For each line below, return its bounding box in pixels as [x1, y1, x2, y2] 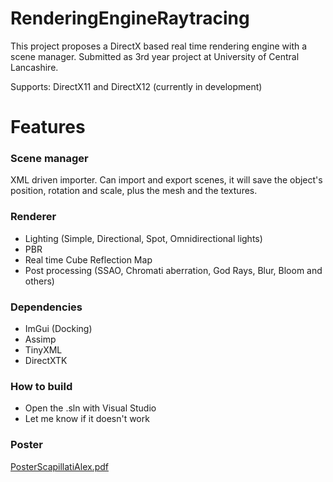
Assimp [24, 333, 57, 346]
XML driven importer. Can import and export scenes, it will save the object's [10, 174, 323, 186]
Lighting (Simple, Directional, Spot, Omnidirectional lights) [24, 232, 263, 244]
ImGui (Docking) [24, 323, 93, 335]
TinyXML [24, 344, 63, 356]
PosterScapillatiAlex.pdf [10, 460, 109, 472]
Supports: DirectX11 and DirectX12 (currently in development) [10, 80, 263, 92]
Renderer [10, 210, 57, 224]
